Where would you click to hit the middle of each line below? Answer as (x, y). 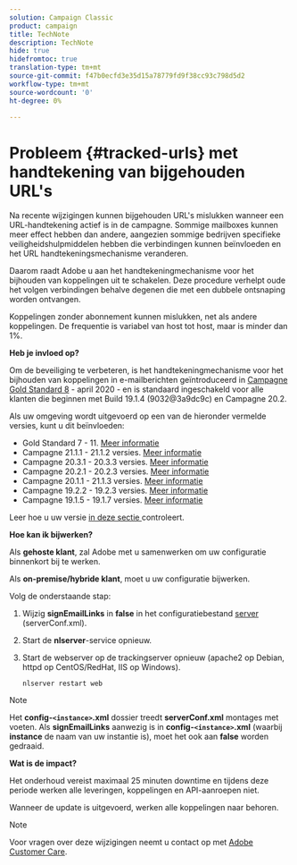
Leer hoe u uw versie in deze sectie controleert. (97, 517)
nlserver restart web (62, 684)
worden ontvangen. (45, 300)
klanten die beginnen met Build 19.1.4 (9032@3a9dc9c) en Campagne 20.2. (148, 399)
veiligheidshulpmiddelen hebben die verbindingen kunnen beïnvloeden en (145, 244)
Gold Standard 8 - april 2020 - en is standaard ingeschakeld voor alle (136, 389)
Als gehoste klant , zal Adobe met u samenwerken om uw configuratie (138, 552)
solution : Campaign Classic (62, 17)
